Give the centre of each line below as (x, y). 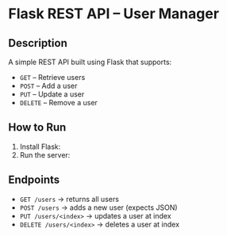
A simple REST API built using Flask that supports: (90, 62)
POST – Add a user (48, 86)
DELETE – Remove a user (58, 103)
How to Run (37, 128)
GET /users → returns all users (69, 199)
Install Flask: (40, 147)
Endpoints (34, 180)
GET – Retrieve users (52, 77)
